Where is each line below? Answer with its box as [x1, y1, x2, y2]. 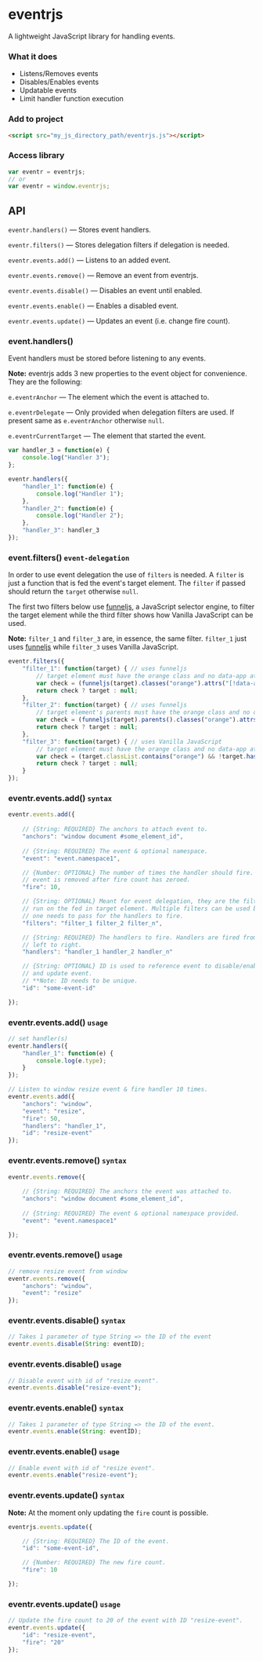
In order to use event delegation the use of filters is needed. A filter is [8, 570, 244, 580]
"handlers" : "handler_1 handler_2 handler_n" [22, 948, 174, 956]
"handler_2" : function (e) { [22, 504, 113, 512]
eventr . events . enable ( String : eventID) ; [8, 1428, 142, 1436]
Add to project [8, 114, 64, 125]
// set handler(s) [8, 1034, 68, 1042]
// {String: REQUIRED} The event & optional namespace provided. [22, 1209, 240, 1217]
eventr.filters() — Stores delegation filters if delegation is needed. [8, 240, 229, 250]
